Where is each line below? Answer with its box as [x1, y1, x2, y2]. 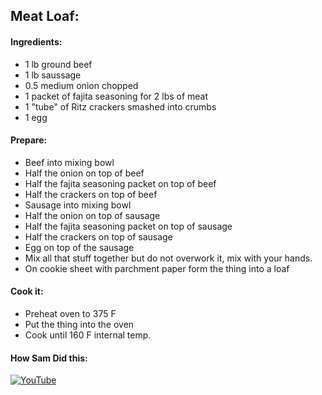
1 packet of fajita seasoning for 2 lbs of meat [24, 90, 209, 102]
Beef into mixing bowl [24, 156, 115, 168]
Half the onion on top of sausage [24, 209, 161, 221]
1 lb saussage [24, 69, 82, 81]
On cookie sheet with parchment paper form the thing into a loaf [24, 262, 290, 274]
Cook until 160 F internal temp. [24, 329, 152, 341]
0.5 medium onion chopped [24, 79, 139, 91]
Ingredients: [10, 35, 63, 48]
